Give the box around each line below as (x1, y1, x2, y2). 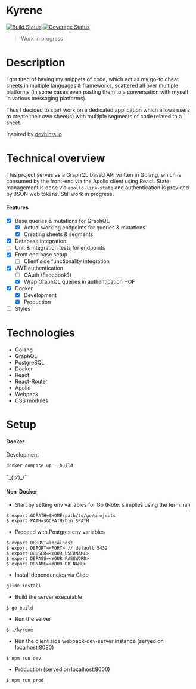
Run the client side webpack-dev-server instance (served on (14, 638, 164, 645)
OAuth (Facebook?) (23, 271, 71, 278)
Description (6, 56, 66, 69)
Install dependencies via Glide (14, 571, 89, 578)
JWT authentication (14, 264, 64, 272)
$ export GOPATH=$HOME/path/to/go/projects (6, 513, 116, 519)
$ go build (6, 605, 33, 611)
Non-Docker (6, 488, 38, 495)
